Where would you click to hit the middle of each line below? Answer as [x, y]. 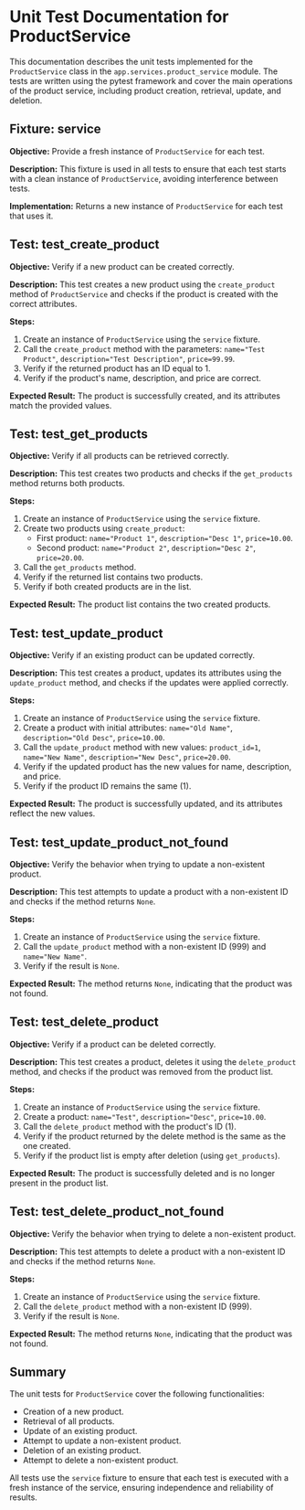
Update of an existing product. [80, 1431]
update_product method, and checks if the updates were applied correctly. [149, 683]
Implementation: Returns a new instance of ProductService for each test [146, 206]
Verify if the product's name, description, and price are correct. [142, 377]
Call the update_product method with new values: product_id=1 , [142, 748]
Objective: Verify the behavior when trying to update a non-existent [137, 864]
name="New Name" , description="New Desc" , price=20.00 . [126, 757]
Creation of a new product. [74, 1412]
